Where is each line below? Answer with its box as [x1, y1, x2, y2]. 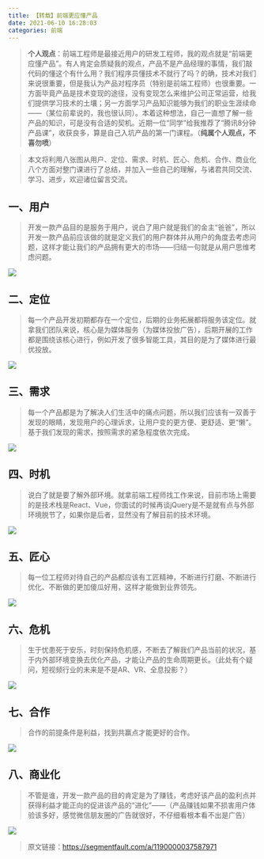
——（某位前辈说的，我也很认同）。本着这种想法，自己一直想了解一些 [27, 108, 253, 118]
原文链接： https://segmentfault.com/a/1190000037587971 [27, 842, 217, 851]
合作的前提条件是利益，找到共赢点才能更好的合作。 [27, 728, 194, 737]
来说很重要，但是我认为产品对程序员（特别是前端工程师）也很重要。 [27, 78, 250, 88]
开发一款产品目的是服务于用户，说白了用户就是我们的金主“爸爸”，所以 [27, 222, 256, 232]
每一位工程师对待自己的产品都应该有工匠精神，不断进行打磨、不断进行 [27, 572, 257, 582]
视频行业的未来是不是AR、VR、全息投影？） [48, 665, 192, 675]
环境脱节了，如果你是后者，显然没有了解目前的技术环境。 [27, 510, 215, 519]
